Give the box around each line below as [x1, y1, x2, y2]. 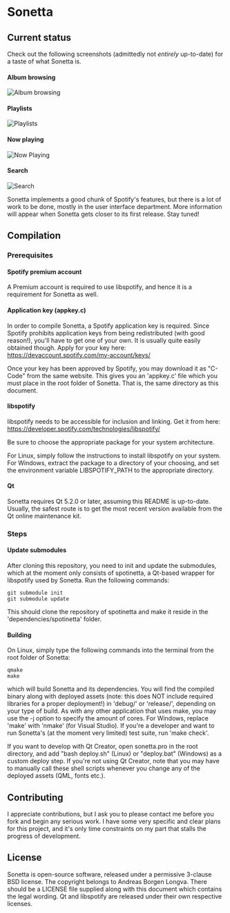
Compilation [7, 230, 61, 242]
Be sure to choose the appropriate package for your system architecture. [7, 438, 215, 446]
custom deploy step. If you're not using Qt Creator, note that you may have [7, 757, 220, 765]
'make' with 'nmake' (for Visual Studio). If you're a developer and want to [7, 722, 215, 730]
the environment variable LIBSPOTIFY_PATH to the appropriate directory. [7, 466, 214, 474]
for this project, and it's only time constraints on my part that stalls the [7, 825, 207, 833]
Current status [7, 32, 71, 43]
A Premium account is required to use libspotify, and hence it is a [7, 283, 192, 291]
